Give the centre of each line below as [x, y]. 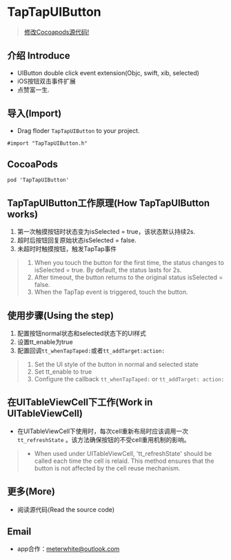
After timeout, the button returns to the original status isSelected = [129, 277]
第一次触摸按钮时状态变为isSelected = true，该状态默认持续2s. [106, 232]
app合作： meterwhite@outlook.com [68, 549]
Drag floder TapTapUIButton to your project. [78, 130]
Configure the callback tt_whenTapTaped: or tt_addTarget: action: [129, 379]
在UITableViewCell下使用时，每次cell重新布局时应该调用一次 [102, 431]
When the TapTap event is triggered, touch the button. [111, 292]
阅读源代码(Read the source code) [66, 509]
